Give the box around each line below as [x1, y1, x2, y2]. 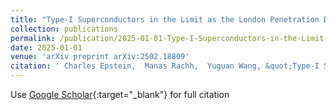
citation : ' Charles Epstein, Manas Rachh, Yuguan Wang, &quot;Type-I [10, 61, 320, 71]
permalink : [10, 33, 56, 43]
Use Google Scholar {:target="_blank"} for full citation [10, 89, 230, 100]
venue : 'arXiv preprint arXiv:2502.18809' [10, 52, 190, 62]
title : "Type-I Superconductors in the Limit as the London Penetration [10, 14, 320, 25]
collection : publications [10, 24, 118, 34]
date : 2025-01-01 [10, 42, 83, 53]
